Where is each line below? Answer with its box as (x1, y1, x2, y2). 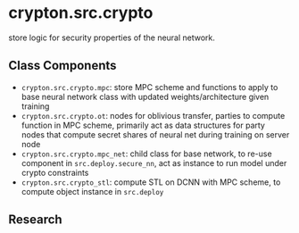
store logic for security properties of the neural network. (8, 32, 216, 43)
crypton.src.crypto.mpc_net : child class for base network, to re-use (21, 148, 273, 159)
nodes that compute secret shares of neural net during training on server (21, 129, 290, 140)
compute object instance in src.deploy (21, 186, 164, 196)
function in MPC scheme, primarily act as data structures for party (21, 120, 265, 130)
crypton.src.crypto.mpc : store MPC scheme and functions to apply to (21, 81, 278, 92)
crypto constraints (21, 167, 89, 178)
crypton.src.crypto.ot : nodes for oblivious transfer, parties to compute (21, 110, 286, 121)
